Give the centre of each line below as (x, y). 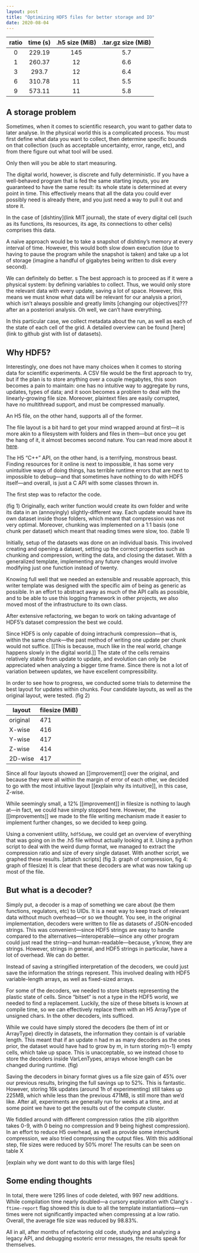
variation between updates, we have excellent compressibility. (82, 671)
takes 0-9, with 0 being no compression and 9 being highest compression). (98, 1126)
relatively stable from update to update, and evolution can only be (86, 659)
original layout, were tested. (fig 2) (48, 696)
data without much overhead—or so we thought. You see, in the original (94, 917)
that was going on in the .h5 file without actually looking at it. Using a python (99, 840)
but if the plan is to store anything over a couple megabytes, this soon (91, 379)
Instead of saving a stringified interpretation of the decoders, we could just (97, 966)
